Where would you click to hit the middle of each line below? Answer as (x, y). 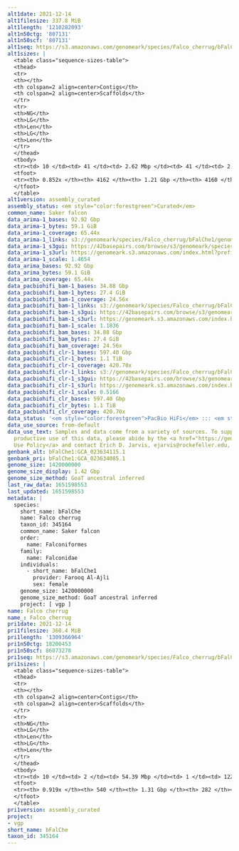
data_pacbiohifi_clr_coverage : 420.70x (67, 412)
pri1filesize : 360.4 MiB (44, 631)
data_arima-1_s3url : (38, 253)
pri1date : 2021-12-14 (39, 624)
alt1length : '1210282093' (46, 27)
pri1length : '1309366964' (46, 638)
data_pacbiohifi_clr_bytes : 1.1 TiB (62, 405)
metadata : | (25, 498)
